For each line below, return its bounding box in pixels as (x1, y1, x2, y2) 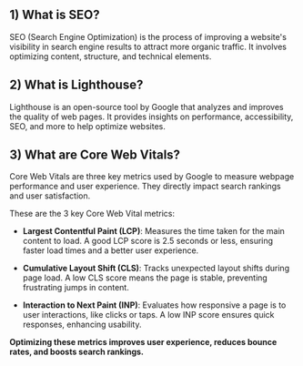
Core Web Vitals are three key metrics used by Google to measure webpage (9, 171, 295, 182)
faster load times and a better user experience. (22, 245, 199, 256)
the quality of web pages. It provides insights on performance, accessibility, (9, 111, 294, 122)
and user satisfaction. (9, 190, 91, 201)
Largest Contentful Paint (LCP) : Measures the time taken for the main (22, 226, 285, 237)
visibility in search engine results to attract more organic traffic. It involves (9, 41, 287, 52)
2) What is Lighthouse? (9, 77, 144, 93)
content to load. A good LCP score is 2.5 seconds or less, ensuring (22, 236, 274, 247)
